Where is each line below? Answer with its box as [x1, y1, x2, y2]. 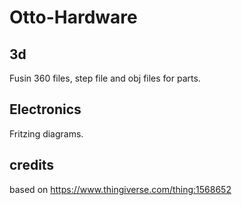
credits [9, 157, 55, 174]
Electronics [9, 101, 82, 118]
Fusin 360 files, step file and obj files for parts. [9, 72, 201, 84]
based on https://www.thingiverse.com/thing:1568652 [9, 183, 232, 195]
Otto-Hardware [9, 6, 138, 29]
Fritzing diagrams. [9, 127, 84, 140]
